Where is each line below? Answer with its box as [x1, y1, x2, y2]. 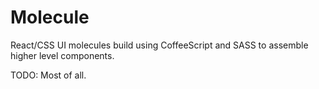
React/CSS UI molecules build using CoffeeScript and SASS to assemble [10, 39, 309, 51]
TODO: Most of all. [10, 69, 87, 81]
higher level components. [10, 49, 115, 61]
